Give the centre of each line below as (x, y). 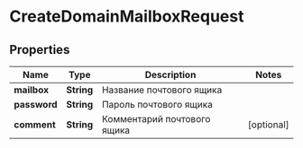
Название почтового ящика (162, 90)
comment (35, 125)
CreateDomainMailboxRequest (127, 17)
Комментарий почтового (156, 119)
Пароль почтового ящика (158, 104)
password (36, 104)
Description (170, 75)
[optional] (268, 125)
